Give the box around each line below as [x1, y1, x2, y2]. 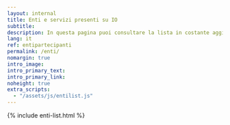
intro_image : [7, 61, 44, 68]
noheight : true [7, 80, 51, 87]
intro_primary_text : [7, 67, 66, 74]
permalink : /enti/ [7, 48, 60, 55]
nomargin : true [7, 55, 51, 61]
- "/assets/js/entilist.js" [13, 93, 94, 100]
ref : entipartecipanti [7, 42, 72, 48]
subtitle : [7, 23, 36, 29]
